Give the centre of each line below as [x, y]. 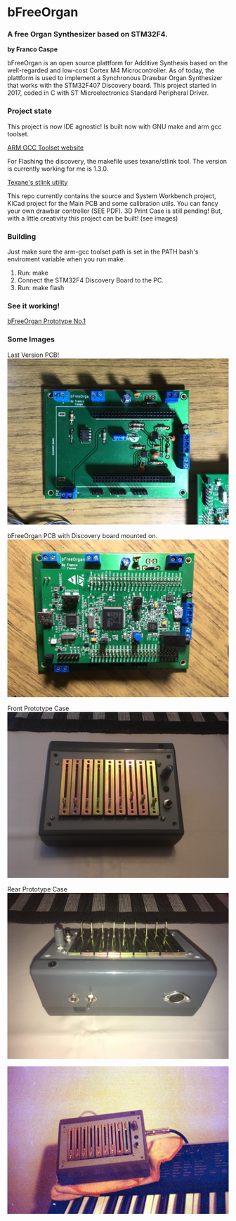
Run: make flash [41, 288]
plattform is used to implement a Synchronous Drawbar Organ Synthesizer [115, 78]
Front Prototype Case [38, 709]
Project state [29, 111]
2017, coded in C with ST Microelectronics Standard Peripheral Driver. [108, 93]
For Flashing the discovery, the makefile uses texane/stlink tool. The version [117, 161]
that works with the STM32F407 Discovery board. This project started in [112, 86]
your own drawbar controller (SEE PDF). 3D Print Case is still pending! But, [115, 211]
